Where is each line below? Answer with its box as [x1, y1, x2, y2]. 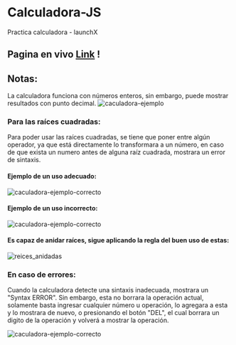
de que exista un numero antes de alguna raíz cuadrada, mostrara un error [7, 148, 226, 156]
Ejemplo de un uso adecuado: [7, 172, 97, 181]
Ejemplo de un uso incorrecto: [7, 204, 98, 213]
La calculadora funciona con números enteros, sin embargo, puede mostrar [7, 92, 229, 100]
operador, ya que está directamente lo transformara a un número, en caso [7, 140, 224, 149]
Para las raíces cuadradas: [7, 117, 101, 127]
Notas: [7, 73, 38, 85]
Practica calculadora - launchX [7, 28, 98, 36]
